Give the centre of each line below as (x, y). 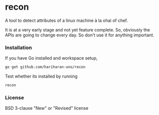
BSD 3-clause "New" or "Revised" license (47, 108)
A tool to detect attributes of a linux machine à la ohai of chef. (67, 20)
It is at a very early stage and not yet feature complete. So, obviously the (78, 30)
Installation (19, 48)
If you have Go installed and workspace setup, (51, 58)
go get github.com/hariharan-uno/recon (45, 67)
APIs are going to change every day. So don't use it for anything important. (79, 35)
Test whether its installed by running (41, 76)
